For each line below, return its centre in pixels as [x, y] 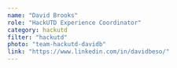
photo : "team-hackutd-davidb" [57, 45]
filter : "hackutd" [37, 37]
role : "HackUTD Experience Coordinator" [75, 23]
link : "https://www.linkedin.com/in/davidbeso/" [88, 52]
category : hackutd [37, 30]
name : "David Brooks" [43, 15]
